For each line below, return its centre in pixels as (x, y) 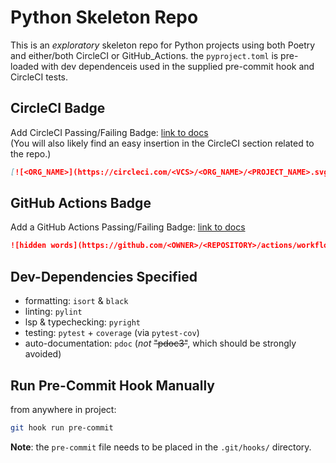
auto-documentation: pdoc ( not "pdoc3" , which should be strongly (160, 343)
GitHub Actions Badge (81, 203)
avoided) (43, 354)
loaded (25, 66)
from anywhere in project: (63, 409)
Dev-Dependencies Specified (104, 276)
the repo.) (31, 153)
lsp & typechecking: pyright (82, 322)
